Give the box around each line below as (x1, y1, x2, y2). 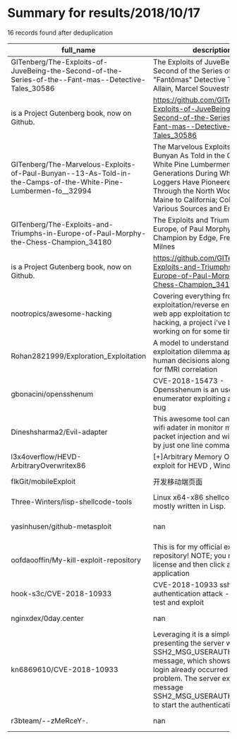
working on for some (152, 326, 222, 336)
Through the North (152, 186, 215, 196)
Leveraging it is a (152, 629, 209, 639)
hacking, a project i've (152, 317, 226, 327)
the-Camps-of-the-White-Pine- (11, 177, 124, 187)
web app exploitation (152, 309, 222, 319)
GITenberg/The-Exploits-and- (11, 219, 114, 229)
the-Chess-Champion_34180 (11, 237, 112, 247)
